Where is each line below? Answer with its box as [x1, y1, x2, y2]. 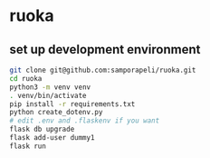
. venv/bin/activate [9, 91, 88, 100]
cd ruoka [9, 74, 43, 83]
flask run [9, 142, 47, 151]
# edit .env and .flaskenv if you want [9, 116, 160, 125]
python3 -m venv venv [9, 83, 91, 92]
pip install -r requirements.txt [9, 99, 136, 109]
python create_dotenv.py [9, 108, 103, 117]
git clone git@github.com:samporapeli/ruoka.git [9, 65, 196, 74]
